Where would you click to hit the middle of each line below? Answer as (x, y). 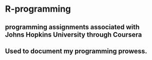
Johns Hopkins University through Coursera (74, 34)
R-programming (38, 9)
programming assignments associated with (72, 27)
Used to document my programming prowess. (76, 51)
